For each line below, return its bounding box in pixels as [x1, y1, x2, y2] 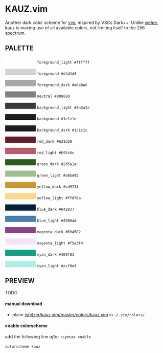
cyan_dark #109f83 [36, 252, 74, 257]
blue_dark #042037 [36, 207, 74, 212]
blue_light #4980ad [36, 218, 77, 223]
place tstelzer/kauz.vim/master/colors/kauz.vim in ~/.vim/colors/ [12, 311, 145, 317]
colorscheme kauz [5, 344, 41, 349]
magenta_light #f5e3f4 [36, 241, 83, 245]
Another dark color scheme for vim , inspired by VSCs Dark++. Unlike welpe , [5, 20, 159, 25]
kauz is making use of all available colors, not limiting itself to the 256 [5, 24, 145, 30]
